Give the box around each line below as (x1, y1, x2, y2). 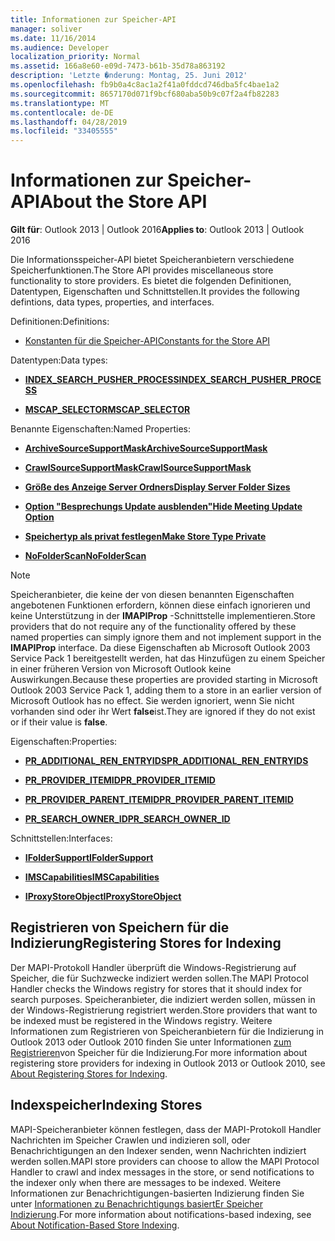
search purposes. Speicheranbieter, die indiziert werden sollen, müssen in (10, 993, 316, 1005)
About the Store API (39, 191, 208, 213)
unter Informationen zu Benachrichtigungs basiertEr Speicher (10, 1197, 263, 1210)
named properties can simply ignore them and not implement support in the (10, 631, 322, 643)
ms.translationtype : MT (10, 98, 110, 108)
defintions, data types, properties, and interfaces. (10, 296, 215, 308)
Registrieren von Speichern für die (10, 919, 230, 936)
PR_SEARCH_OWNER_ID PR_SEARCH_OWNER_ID (24, 813, 231, 825)
